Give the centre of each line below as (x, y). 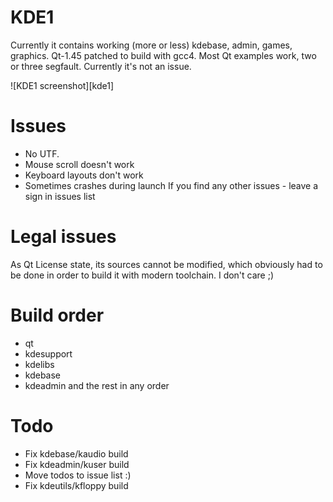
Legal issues (63, 237)
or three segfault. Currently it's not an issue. (101, 66)
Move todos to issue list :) (78, 475)
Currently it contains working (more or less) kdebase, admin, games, (151, 45)
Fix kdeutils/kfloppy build (76, 485)
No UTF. (42, 153)
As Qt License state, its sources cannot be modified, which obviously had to (166, 264)
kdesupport (48, 353)
